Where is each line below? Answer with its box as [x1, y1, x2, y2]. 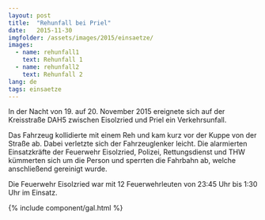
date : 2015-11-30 [8, 26, 73, 34]
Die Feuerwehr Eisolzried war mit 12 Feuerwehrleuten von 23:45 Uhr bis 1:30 [8, 180, 258, 189]
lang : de [8, 78, 37, 85]
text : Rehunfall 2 [22, 70, 83, 78]
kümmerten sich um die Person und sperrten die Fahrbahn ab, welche [8, 156, 237, 165]
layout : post [8, 11, 51, 20]
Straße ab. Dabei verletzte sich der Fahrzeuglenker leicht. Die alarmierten [8, 139, 248, 149]
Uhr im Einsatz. [8, 188, 58, 198]
